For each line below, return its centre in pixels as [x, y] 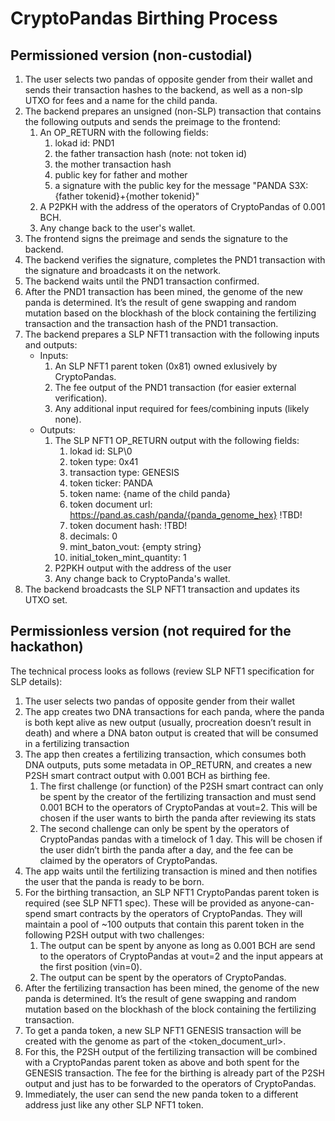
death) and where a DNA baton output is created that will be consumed [171, 733]
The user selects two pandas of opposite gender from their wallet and [168, 79]
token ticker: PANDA [111, 483]
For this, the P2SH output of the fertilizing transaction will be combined [171, 1051]
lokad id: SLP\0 [101, 451]
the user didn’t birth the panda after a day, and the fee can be [166, 849]
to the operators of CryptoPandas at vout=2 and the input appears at [181, 956]
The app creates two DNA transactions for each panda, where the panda [174, 711]
